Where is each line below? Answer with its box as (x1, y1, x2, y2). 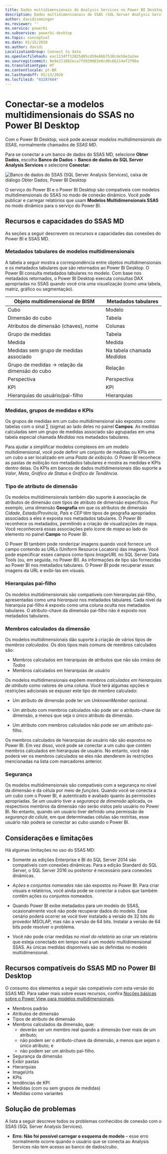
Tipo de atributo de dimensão (5, 483, 78, 490)
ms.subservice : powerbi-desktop (5, 30, 72, 35)
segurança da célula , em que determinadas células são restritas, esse (5, 814, 149, 820)
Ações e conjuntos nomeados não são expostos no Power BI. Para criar (12, 883, 160, 889)
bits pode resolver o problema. (12, 924, 76, 930)
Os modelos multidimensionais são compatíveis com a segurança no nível (5, 782, 157, 788)
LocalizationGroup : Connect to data (5, 49, 81, 54)
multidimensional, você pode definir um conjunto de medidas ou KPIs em (5, 449, 155, 455)
